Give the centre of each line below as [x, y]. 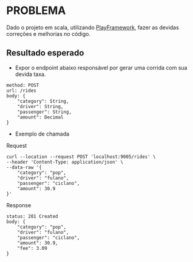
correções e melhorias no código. [49, 33]
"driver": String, [40, 106]
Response [19, 205]
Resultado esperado [45, 53]
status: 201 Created [32, 216]
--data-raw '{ [24, 167]
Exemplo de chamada [42, 134]
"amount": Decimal [40, 117]
